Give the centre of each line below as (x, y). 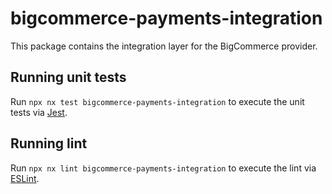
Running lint (49, 143)
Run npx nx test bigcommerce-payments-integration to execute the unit (157, 101)
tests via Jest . (39, 112)
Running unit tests (68, 77)
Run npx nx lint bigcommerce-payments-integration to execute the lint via (163, 168)
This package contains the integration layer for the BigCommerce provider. (164, 46)
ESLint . (25, 178)
